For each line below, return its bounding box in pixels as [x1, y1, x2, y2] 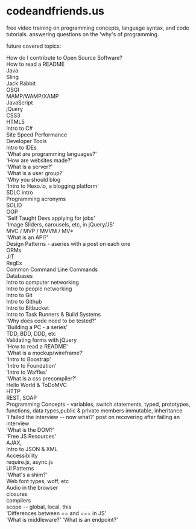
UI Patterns [6, 464, 34, 472]
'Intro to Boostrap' [6, 355, 51, 363]
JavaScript [6, 98, 33, 106]
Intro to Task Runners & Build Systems [6, 310, 101, 318]
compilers [6, 496, 31, 504]
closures [6, 490, 28, 498]
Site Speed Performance [6, 131, 68, 138]
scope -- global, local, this [6, 503, 72, 510]
